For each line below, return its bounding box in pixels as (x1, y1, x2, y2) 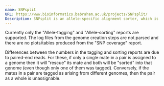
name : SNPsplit (5, 7, 36, 12)
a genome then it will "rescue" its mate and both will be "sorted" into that (5, 60, 152, 66)
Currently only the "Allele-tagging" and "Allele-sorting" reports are (5, 30, 139, 36)
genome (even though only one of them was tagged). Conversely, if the (5, 65, 149, 71)
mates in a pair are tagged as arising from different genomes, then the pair (5, 70, 156, 76)
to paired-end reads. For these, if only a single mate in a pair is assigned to (5, 55, 156, 61)
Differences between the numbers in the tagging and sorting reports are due (5, 49, 159, 55)
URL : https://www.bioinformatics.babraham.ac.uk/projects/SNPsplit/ (5, 12, 148, 17)
